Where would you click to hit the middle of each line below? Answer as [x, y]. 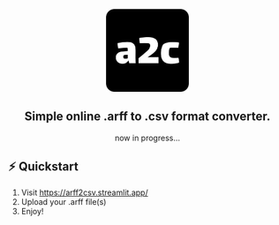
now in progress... [147, 138]
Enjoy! [32, 211]
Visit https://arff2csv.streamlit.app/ [84, 192]
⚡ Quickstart [43, 167]
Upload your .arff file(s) [64, 201]
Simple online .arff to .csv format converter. [147, 117]
